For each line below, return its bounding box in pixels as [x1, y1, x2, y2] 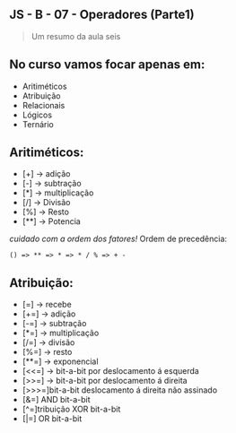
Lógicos [22, 109, 52, 120]
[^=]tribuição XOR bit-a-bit [22, 403, 121, 415]
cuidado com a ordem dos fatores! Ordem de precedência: [9, 233, 227, 245]
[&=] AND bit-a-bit [22, 394, 92, 405]
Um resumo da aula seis [31, 30, 121, 41]
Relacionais [22, 100, 66, 110]
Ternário [22, 118, 54, 129]
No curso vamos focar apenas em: [9, 57, 205, 73]
